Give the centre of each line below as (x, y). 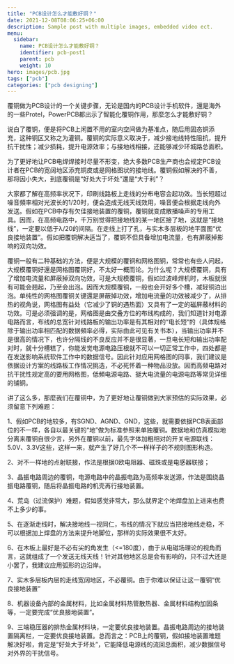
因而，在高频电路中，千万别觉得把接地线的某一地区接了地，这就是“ (115, 220)
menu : (15, 33)
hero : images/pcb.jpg (39, 72)
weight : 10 (36, 66)
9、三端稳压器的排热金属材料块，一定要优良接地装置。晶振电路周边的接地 (113, 627)
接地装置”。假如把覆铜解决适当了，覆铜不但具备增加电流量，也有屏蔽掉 (115, 237)
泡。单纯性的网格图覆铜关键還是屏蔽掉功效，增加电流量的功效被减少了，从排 (117, 296)
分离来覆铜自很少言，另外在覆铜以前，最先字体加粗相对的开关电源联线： (111, 439)
